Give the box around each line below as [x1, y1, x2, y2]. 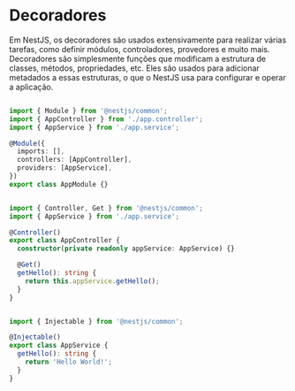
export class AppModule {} [9, 180, 109, 188]
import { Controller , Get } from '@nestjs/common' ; [9, 203, 203, 212]
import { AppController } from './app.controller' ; [9, 114, 203, 124]
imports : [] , [17, 147, 65, 156]
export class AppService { [9, 341, 109, 350]
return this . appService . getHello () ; [25, 276, 161, 286]
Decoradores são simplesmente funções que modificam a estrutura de [9, 53, 267, 64]
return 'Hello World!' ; [25, 357, 113, 367]
